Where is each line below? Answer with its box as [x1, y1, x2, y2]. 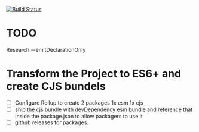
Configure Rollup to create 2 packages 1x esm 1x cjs [14, 99, 143, 106]
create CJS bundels [6, 80, 106, 93]
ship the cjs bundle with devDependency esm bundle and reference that [14, 106, 193, 113]
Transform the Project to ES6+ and [6, 67, 182, 80]
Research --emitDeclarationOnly [6, 46, 86, 53]
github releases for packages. [14, 119, 88, 126]
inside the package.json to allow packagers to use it [14, 113, 143, 120]
